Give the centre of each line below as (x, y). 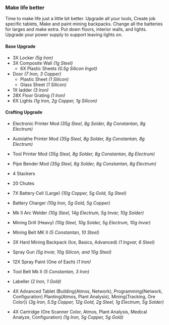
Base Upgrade (20, 46)
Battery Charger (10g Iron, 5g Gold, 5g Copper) (61, 203)
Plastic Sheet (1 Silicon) (44, 79)
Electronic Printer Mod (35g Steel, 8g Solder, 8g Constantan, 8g (79, 124)
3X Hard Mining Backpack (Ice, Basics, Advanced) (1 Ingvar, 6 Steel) (83, 242)
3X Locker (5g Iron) (33, 58)
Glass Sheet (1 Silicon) (43, 85)
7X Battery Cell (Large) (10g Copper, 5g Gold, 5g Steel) (70, 193)
